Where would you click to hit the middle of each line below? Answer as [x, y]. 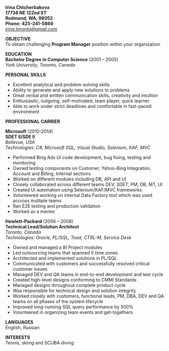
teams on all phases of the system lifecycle [58, 301]
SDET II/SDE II [20, 137]
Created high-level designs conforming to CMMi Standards [74, 280]
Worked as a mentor [34, 211]
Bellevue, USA [20, 142]
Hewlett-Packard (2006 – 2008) [39, 221]
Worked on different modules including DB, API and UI [69, 179]
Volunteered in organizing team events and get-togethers [73, 312]
